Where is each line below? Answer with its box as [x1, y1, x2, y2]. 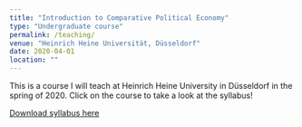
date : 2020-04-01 [9, 47, 75, 56]
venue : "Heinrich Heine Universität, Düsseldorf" [9, 38, 201, 48]
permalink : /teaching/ [9, 30, 95, 39]
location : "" [9, 55, 59, 64]
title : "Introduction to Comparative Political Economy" [9, 13, 229, 23]
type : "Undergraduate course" [9, 22, 124, 31]
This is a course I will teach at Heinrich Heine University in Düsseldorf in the [9, 81, 293, 91]
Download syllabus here [9, 108, 100, 118]
